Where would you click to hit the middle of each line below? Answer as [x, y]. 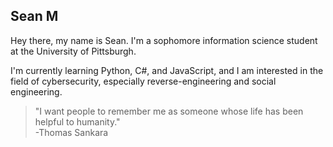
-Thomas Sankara [71, 132]
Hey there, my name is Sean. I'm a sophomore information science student [164, 40]
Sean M [34, 16]
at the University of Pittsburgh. [73, 51]
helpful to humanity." [77, 121]
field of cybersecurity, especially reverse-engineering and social [143, 81]
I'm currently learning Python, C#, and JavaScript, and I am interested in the [167, 70]
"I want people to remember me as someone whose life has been [169, 111]
